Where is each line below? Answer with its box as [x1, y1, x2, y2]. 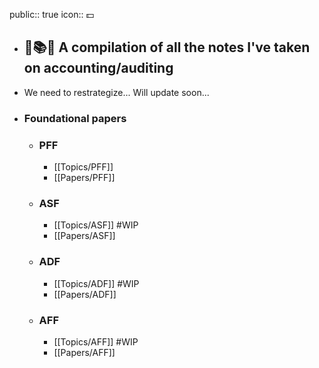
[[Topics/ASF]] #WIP [53, 219, 139, 231]
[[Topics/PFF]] [53, 161, 114, 173]
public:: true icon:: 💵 [9, 9, 95, 20]
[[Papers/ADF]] [53, 288, 117, 300]
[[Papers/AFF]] [53, 346, 116, 358]
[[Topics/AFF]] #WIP [53, 335, 139, 348]
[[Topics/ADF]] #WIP [53, 277, 140, 289]
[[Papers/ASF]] [53, 230, 116, 242]
